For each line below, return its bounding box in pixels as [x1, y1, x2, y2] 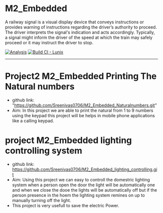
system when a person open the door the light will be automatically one [12, 182, 155, 188]
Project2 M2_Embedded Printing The [5, 71, 157, 82]
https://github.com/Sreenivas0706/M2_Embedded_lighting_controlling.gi [12, 166, 158, 172]
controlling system [5, 145, 82, 156]
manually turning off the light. [12, 197, 71, 203]
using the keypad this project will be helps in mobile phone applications [12, 112, 155, 118]
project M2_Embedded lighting [5, 135, 132, 146]
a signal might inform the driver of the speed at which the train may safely [5, 35, 153, 40]
